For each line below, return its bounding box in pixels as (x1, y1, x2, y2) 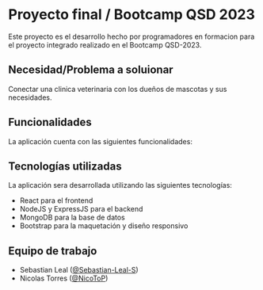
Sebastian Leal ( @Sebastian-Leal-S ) (19, 265, 139, 275)
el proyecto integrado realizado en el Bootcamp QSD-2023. (8, 40, 202, 49)
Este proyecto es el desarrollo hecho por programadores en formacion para (8, 32, 255, 41)
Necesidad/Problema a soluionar (8, 63, 173, 77)
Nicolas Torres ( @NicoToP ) (19, 273, 109, 283)
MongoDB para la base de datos (19, 212, 125, 223)
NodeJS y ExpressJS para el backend (19, 204, 143, 214)
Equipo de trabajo (8, 244, 97, 258)
